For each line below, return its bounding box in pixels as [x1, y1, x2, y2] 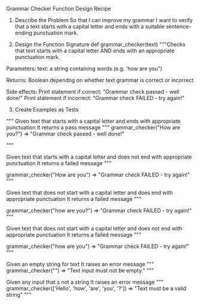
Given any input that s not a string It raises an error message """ [6, 278, 164, 286]
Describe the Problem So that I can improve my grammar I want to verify [14, 17, 193, 23]
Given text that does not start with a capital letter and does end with [6, 189, 173, 196]
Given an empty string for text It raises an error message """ [6, 260, 154, 268]
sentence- [165, 23, 192, 30]
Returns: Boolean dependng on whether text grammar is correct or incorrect [6, 77, 194, 83]
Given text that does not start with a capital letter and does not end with [6, 225, 183, 232]
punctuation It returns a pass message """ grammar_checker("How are [6, 124, 181, 131]
